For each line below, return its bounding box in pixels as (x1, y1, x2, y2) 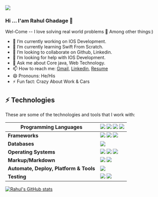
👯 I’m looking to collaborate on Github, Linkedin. (12, 49, 113, 55)
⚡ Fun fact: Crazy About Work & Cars (12, 78, 90, 85)
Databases (8, 140, 34, 147)
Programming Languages (20, 124, 83, 131)
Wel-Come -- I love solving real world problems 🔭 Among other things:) (5, 29, 153, 35)
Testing (8, 173, 27, 180)
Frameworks (8, 132, 39, 139)
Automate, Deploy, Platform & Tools (8, 165, 95, 172)
